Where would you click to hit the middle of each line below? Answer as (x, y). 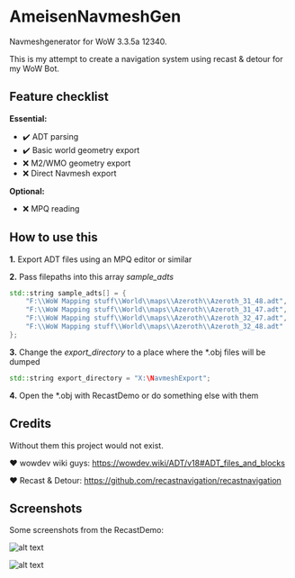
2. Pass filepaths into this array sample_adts (91, 276)
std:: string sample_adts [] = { (68, 293)
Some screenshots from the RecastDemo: (87, 530)
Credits (31, 424)
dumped (25, 361)
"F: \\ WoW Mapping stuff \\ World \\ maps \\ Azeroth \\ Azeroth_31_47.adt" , (156, 310)
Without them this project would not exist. (86, 445)
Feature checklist (59, 97)
